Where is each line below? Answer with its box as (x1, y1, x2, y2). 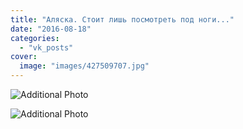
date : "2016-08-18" (10, 24, 92, 34)
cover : (10, 52, 38, 62)
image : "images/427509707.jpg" (19, 61, 150, 71)
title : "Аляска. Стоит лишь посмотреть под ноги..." (10, 14, 235, 25)
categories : (10, 33, 60, 43)
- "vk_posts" (19, 42, 74, 53)
